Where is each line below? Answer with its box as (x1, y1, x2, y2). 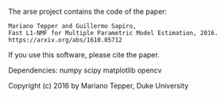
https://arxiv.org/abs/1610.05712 (8, 36, 123, 44)
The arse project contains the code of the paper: (8, 7, 168, 16)
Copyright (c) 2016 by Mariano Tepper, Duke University (8, 81, 189, 90)
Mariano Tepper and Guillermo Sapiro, (8, 22, 137, 30)
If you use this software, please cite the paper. (8, 50, 160, 59)
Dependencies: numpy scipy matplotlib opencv (8, 65, 162, 75)
